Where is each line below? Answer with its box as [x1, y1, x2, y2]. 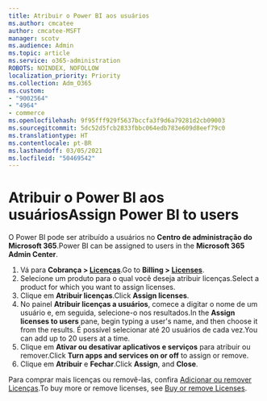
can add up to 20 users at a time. [19, 333, 131, 343]
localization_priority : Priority [8, 72, 121, 80]
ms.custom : [8, 86, 45, 95]
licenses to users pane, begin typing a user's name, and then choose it [19, 316, 258, 326]
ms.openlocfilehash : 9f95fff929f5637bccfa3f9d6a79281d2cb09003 [8, 117, 226, 125]
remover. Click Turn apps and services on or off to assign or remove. [19, 351, 249, 361]
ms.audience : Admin [8, 42, 74, 50]
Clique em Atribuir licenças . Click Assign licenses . [19, 291, 190, 300]
